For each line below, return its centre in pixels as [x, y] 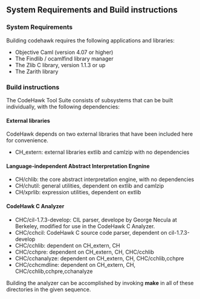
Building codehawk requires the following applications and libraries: [91, 40]
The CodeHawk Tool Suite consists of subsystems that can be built [90, 100]
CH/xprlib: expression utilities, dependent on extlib [78, 192]
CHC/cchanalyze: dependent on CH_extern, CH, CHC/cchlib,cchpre [99, 258]
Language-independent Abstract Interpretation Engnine [78, 166]
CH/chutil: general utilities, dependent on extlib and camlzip [89, 186]
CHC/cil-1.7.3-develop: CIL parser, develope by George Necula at [96, 220]
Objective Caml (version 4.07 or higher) [64, 52]
